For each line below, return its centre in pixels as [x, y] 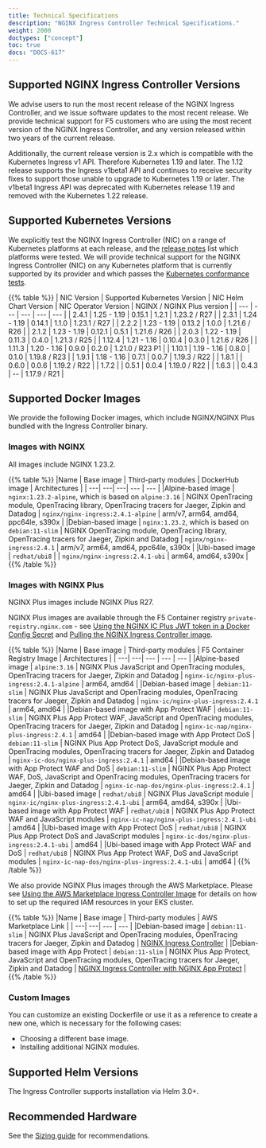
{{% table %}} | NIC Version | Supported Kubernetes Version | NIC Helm [126, 297]
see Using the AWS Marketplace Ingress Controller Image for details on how [133, 894]
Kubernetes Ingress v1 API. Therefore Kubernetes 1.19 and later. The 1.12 [126, 162]
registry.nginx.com [40, 627]
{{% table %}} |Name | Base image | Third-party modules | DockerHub [124, 479]
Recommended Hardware [73, 1117]
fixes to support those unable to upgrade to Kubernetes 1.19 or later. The [126, 178]
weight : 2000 [30, 30]
